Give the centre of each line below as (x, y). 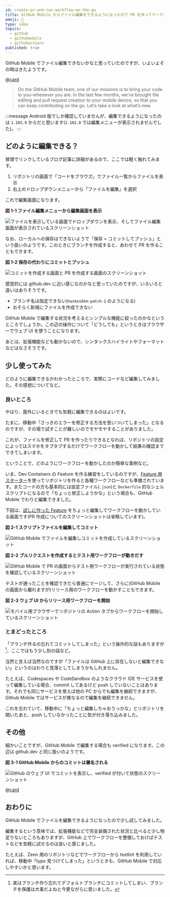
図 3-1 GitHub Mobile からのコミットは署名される (57, 762)
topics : (13, 29)
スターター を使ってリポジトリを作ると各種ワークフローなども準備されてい (83, 480)
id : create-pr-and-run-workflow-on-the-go (51, 10)
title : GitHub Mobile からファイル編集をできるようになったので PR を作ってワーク (84, 15)
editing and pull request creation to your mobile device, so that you (88, 100)
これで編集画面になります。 (34, 200)
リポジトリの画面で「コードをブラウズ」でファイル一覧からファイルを (86, 176)
